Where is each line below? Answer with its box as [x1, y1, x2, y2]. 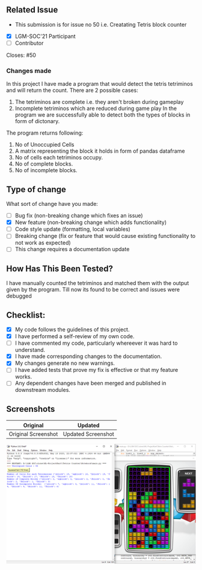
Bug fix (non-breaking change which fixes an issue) [14, 212, 143, 219]
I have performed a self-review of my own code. [14, 333, 135, 340]
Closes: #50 [6, 51, 36, 59]
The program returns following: [6, 129, 84, 136]
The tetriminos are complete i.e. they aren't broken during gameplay [14, 98, 184, 106]
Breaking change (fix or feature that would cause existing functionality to [14, 232, 196, 240]
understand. [14, 347, 46, 354]
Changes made [6, 66, 52, 75]
